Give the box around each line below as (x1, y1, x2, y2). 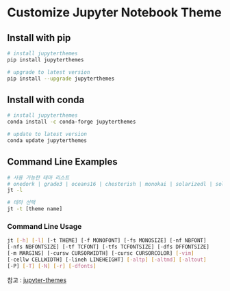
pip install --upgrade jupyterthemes (7, 75, 115, 82)
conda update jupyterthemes (7, 137, 88, 144)
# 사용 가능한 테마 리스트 (7, 174, 70, 181)
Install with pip (7, 32, 71, 44)
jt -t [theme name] (7, 206, 63, 212)
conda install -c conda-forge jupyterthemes (7, 118, 136, 126)
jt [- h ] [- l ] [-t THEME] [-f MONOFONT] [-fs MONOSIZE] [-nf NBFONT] (7, 237, 207, 244)
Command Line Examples (7, 156, 118, 168)
